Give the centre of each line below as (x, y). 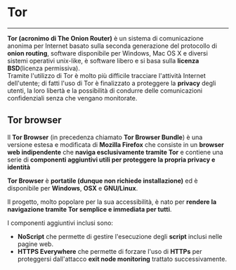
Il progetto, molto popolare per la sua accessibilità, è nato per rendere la (112, 202)
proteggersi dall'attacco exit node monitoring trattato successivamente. (122, 259)
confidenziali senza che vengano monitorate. (72, 98)
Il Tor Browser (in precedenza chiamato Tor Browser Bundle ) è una (105, 137)
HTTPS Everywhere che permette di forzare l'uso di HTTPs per (110, 251)
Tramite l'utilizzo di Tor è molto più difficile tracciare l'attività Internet (106, 75)
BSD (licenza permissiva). (44, 68)
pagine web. (35, 244)
